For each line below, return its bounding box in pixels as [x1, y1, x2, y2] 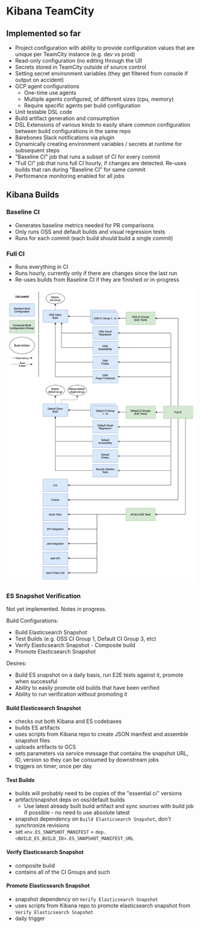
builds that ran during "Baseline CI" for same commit [14, 166, 146, 173]
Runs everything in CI [14, 263, 69, 270]
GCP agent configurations [14, 83, 80, 90]
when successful [14, 678, 58, 685]
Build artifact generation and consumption [14, 115, 120, 122]
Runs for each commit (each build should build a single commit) [14, 234, 173, 242]
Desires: [6, 660, 27, 667]
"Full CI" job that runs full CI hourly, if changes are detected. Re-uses [14, 160, 187, 166]
